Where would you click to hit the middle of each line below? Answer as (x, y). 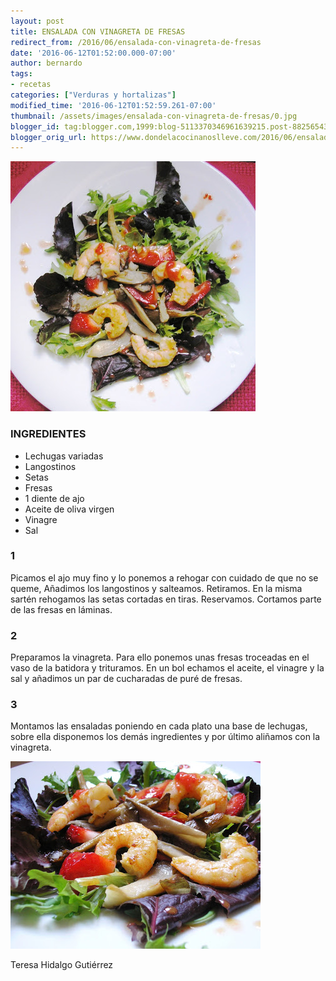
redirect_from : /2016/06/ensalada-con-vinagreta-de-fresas (136, 42)
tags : (21, 74)
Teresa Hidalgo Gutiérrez (62, 965)
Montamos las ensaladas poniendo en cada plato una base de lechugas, (159, 726)
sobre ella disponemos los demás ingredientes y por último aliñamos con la (165, 737)
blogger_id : (35, 126)
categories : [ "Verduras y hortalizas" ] (93, 95)
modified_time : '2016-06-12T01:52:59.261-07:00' (113, 105)
